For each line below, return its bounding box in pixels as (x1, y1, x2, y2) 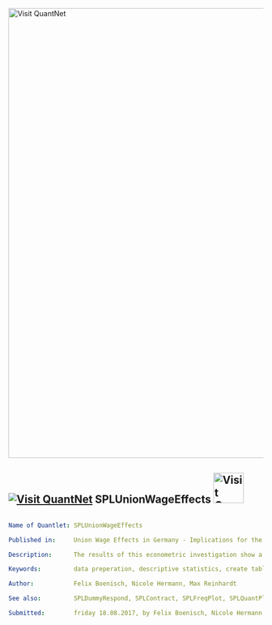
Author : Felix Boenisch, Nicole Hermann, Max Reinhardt (8, 580, 237, 588)
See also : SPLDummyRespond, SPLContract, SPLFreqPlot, (8, 594, 227, 603)
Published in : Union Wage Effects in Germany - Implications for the (8, 536, 263, 544)
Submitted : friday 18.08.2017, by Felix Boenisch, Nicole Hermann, (8, 609, 266, 618)
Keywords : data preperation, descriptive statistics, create (8, 565, 249, 573)
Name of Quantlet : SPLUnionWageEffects (8, 521, 143, 529)
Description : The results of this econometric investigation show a (8, 550, 263, 559)
